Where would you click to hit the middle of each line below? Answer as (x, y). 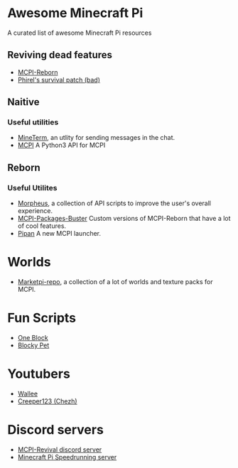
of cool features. (42, 226)
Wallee (27, 393)
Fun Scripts (42, 318)
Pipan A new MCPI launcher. (59, 234)
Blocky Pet (33, 345)
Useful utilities (33, 122)
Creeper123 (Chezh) (47, 401)
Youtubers (39, 374)
